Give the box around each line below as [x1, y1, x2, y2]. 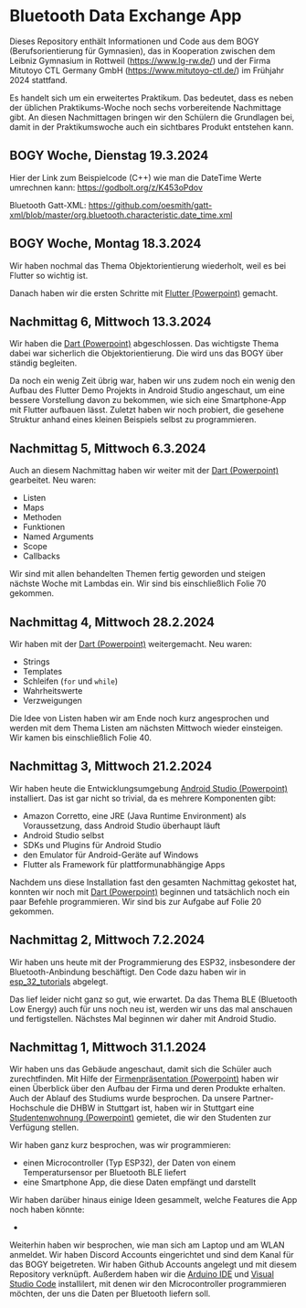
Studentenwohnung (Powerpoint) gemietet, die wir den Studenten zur [9, 1112, 271, 1123]
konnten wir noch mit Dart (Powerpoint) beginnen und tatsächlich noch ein [9, 886, 290, 897]
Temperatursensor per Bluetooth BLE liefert [22, 1167, 187, 1178]
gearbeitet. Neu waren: [9, 474, 97, 485]
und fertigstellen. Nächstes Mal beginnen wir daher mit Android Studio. [9, 1013, 277, 1024]
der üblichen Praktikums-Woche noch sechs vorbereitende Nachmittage [9, 101, 281, 112]
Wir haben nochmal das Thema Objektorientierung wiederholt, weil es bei [9, 260, 286, 271]
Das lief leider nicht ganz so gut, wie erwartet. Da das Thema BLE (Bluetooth [9, 994, 298, 1005]
